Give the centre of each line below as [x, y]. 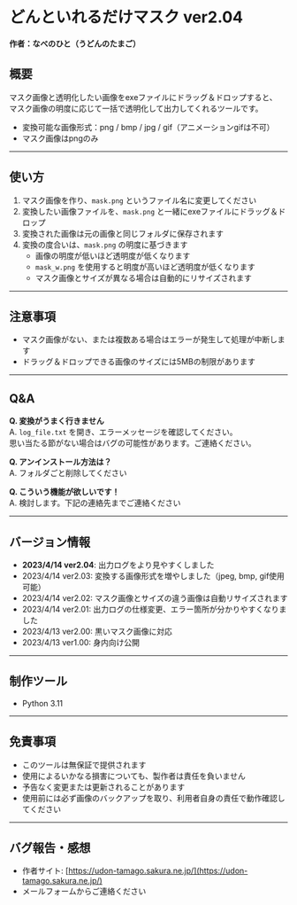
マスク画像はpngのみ [60, 138]
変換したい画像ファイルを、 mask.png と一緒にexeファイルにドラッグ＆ [150, 211]
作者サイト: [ [45, 871]
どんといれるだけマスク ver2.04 [126, 17]
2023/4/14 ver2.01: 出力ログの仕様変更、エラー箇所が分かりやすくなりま [154, 609]
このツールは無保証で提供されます [84, 765]
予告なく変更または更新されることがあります [103, 787]
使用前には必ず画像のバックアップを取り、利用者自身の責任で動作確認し [153, 798]
